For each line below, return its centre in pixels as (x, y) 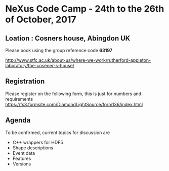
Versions (22, 164)
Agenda (18, 120)
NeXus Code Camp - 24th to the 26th (85, 9)
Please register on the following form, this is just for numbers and (73, 94)
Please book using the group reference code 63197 (59, 50)
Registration (25, 81)
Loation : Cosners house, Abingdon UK (68, 38)
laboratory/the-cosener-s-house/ (40, 66)
